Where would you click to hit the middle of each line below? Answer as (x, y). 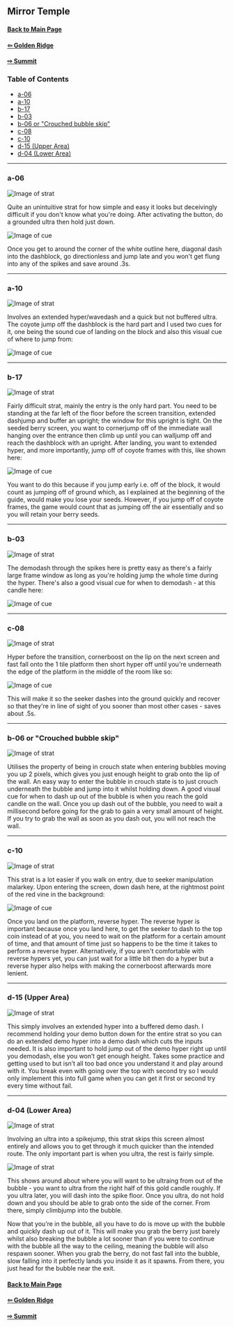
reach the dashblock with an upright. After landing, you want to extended (112, 443)
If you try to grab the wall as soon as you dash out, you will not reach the (111, 819)
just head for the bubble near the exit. (61, 1268)
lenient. (18, 973)
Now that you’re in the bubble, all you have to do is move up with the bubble (116, 1224)
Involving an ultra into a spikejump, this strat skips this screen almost (106, 1139)
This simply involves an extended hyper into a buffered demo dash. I (106, 1026)
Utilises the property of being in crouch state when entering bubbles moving (117, 767)
